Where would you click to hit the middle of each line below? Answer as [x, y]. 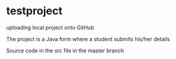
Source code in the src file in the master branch [65, 50]
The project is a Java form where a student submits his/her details [88, 39]
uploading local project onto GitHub [50, 27]
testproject [35, 11]
